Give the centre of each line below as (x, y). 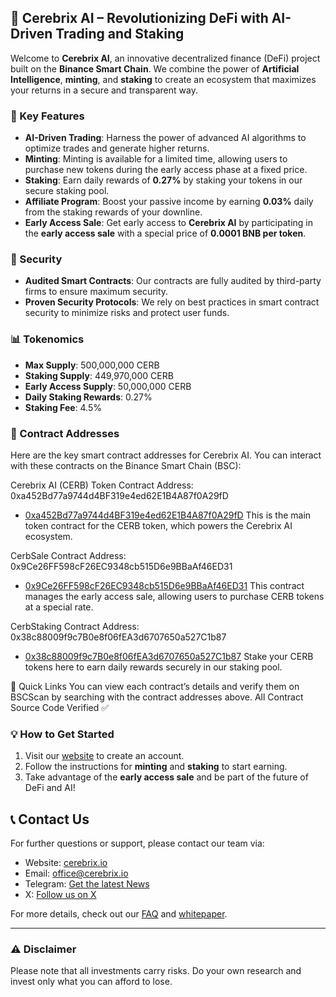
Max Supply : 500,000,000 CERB (92, 365)
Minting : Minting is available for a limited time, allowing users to (156, 159)
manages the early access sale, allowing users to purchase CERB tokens (174, 596)
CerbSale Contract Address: (68, 555)
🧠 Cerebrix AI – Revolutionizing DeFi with (139, 18)
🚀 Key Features (47, 116)
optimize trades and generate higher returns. (117, 148)
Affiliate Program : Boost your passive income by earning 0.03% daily (169, 202)
